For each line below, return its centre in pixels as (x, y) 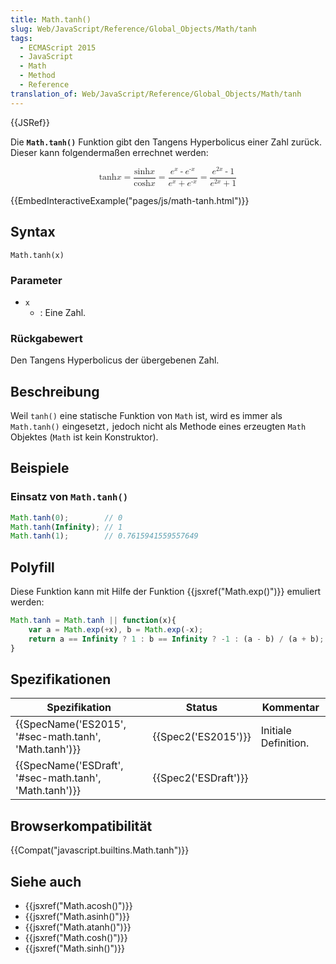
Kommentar (290, 708)
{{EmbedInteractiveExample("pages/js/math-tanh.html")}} (130, 200)
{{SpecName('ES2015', (71, 724)
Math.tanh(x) (37, 255)
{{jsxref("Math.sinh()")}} (75, 948)
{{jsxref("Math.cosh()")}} (76, 938)
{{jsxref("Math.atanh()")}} (78, 927)
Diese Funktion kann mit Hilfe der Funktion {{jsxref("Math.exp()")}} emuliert (166, 592)
